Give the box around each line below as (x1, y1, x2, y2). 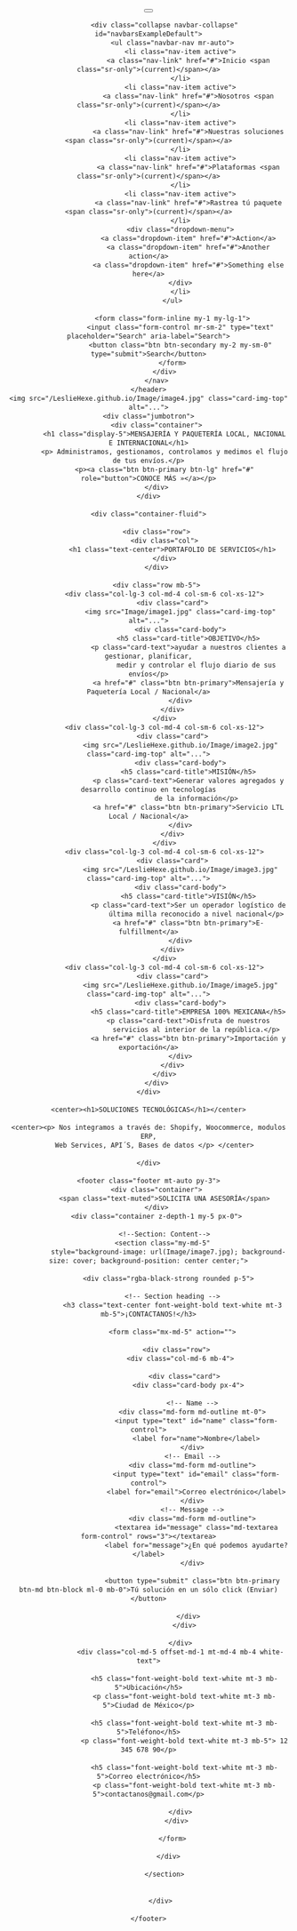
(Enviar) (245, 1585, 278, 1594)
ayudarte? (252, 1541, 288, 1550)
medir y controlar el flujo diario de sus (116, 661, 277, 669)
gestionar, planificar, (104, 652, 193, 661)
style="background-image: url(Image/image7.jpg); (51, 1247, 239, 1256)
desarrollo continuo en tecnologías (80, 785, 217, 794)
